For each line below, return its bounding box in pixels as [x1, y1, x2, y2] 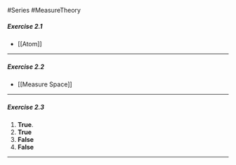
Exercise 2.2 [7, 62, 44, 71]
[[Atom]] [17, 39, 42, 48]
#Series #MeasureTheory [7, 6, 81, 14]
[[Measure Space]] [17, 80, 72, 88]
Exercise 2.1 [7, 22, 43, 30]
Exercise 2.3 [7, 103, 44, 111]
